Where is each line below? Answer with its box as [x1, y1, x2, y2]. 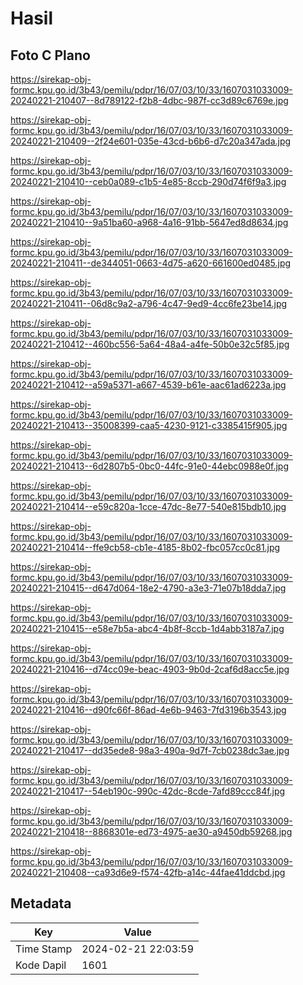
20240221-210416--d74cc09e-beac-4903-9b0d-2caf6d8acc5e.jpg [10, 663, 290, 675]
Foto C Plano [10, 47, 91, 64]
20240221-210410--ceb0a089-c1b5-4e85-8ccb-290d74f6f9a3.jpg [10, 176, 287, 187]
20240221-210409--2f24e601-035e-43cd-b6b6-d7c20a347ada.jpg [10, 135, 292, 147]
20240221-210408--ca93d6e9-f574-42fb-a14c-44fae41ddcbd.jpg [10, 867, 286, 878]
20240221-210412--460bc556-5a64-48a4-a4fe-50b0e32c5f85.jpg [10, 338, 290, 350]
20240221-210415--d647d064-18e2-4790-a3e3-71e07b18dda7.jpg [10, 582, 287, 594]
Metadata [10, 895, 72, 912]
